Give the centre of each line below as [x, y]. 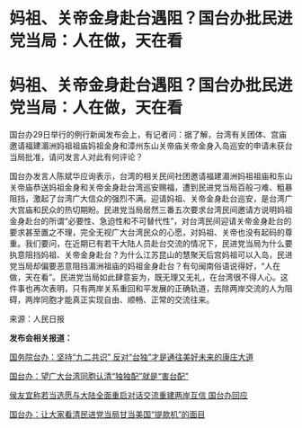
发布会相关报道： [41, 338]
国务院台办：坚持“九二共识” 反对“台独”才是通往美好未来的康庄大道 [132, 357]
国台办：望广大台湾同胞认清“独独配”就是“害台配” [99, 376]
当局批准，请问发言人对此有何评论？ [76, 157]
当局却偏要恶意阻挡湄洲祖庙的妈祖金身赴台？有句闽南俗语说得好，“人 [145, 266]
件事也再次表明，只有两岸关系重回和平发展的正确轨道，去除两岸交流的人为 [147, 289]
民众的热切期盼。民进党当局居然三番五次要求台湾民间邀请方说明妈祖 [166, 210]
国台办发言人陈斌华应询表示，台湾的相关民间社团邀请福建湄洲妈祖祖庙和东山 [151, 176]
